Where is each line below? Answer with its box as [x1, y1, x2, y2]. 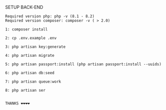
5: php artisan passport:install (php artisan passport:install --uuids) [5, 62, 162, 67]
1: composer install [5, 27, 48, 32]
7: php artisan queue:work [5, 79, 61, 84]
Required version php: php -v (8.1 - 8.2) [5, 14, 95, 19]
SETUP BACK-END [5, 4, 43, 10]
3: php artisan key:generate [5, 44, 66, 49]
